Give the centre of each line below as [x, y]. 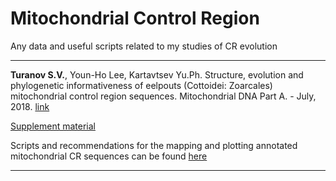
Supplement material [53, 126]
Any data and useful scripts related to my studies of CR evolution [144, 46]
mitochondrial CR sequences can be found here [109, 156]
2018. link [30, 106]
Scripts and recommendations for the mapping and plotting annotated [154, 145]
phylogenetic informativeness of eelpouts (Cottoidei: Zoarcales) [141, 85]
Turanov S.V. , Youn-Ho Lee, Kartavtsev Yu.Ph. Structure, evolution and [157, 74]
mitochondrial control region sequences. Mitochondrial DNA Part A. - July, [163, 96]
